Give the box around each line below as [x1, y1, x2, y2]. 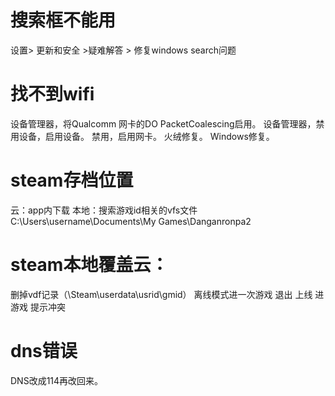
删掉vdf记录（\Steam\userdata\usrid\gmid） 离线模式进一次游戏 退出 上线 [10, 288, 313, 300]
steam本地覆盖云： [10, 254, 169, 276]
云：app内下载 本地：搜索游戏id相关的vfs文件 [10, 204, 198, 216]
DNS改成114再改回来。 [10, 374, 104, 386]
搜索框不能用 [10, 9, 117, 32]
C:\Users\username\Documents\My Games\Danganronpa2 [10, 215, 252, 227]
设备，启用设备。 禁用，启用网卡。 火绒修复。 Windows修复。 [18, 130, 275, 142]
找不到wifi [10, 83, 95, 106]
